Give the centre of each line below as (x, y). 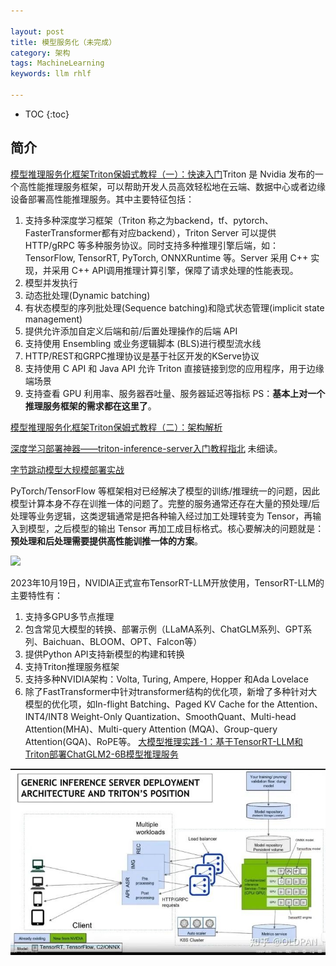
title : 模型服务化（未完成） (63, 42)
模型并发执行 (51, 282)
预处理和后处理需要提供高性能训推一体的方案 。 (106, 541)
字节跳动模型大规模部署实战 (67, 469)
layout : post (37, 31)
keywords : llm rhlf (51, 74)
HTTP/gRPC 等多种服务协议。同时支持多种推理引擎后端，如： (151, 245)
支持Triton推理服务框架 (72, 666)
